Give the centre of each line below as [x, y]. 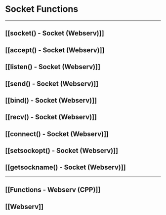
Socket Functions [42, 9]
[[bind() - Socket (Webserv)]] [51, 100]
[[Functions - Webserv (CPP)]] [53, 190]
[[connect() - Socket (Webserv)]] [57, 134]
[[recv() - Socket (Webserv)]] [51, 117]
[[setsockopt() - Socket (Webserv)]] [62, 151]
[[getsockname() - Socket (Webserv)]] [65, 167]
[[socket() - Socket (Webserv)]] [55, 33]
